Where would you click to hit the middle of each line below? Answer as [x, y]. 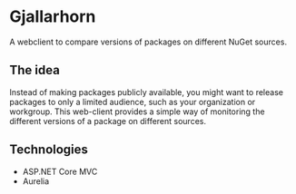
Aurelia [36, 181]
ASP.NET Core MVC [60, 171]
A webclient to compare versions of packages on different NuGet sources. [148, 42]
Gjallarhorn [53, 17]
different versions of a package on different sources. [108, 121]
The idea [35, 70]
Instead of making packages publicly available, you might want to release [147, 92]
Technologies [49, 150]
